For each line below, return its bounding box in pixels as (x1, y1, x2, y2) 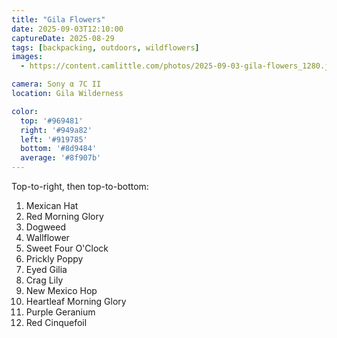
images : (11, 52, 44, 62)
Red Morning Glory (25, 211, 104, 222)
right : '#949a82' (20, 125, 93, 135)
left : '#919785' (20, 134, 88, 145)
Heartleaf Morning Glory (25, 296, 127, 307)
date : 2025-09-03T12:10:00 (11, 24, 124, 34)
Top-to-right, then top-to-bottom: (11, 181, 149, 192)
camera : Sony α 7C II (11, 79, 102, 90)
